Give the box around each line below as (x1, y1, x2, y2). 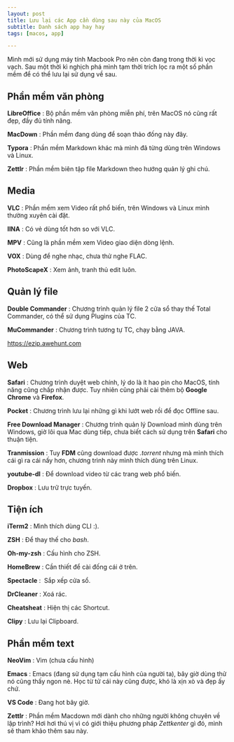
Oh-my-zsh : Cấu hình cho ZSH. (7, 549, 101, 558)
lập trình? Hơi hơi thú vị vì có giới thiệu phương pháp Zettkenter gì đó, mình (7, 720, 223, 728)
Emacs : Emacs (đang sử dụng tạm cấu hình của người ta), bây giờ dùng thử (7, 670, 227, 678)
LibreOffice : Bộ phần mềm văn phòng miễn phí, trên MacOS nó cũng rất (7, 109, 217, 118)
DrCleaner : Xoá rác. (7, 590, 67, 598)
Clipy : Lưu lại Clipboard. (7, 617, 79, 626)
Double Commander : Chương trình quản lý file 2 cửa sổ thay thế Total (7, 304, 211, 313)
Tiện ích (7, 503, 43, 515)
